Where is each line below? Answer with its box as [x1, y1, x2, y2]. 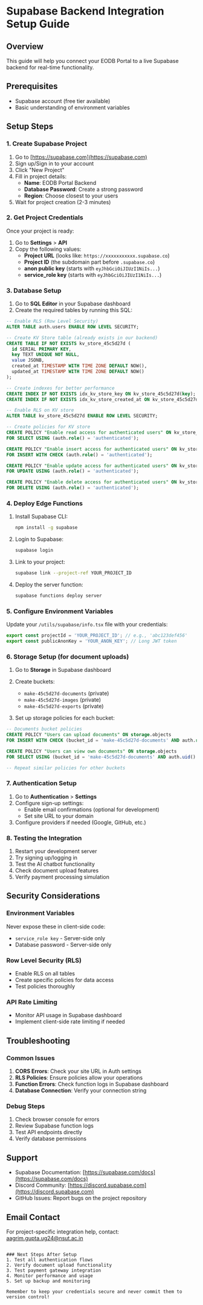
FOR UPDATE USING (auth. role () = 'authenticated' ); [6, 468, 139, 474]
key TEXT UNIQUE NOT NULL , [11, 351, 80, 358]
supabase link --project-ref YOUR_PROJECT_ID [14, 570, 132, 576]
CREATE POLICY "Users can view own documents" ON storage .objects [6, 748, 177, 754]
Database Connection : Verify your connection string [14, 1087, 147, 1094]
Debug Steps [6, 1101, 45, 1110]
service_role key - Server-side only [14, 934, 106, 941]
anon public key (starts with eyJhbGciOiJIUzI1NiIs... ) [24, 265, 160, 272]
